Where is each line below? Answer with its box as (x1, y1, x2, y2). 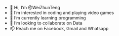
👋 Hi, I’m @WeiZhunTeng (9, 5, 60, 10)
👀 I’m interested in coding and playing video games (9, 10, 114, 16)
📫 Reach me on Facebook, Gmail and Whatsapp (9, 26, 109, 31)
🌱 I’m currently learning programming (9, 15, 86, 20)
